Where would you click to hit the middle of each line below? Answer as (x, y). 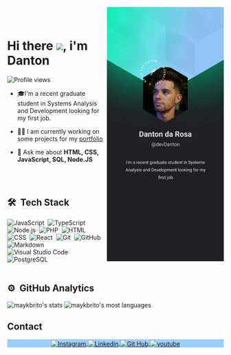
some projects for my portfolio (60, 139)
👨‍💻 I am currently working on (58, 131)
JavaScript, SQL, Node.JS (55, 159)
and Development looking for (58, 110)
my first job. (34, 118)
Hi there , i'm (47, 46)
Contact (25, 326)
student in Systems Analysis (57, 103)
